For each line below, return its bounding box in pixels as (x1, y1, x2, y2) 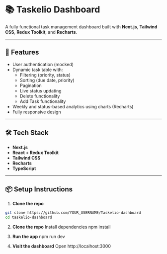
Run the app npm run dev (12, 234, 66, 240)
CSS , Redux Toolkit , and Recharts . (5, 29, 78, 35)
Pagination (19, 83, 42, 88)
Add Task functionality (19, 98, 66, 104)
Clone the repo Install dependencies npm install (12, 224, 111, 230)
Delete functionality (19, 93, 60, 99)
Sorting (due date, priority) (19, 77, 75, 83)
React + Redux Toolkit (12, 150, 59, 156)
